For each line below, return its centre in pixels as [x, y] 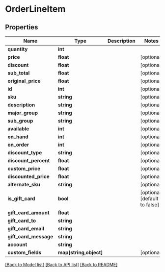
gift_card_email [26, 229]
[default [149, 198]
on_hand [18, 137]
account [17, 245]
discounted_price [29, 176]
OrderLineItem [35, 9]
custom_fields [25, 252]
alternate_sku [24, 185]
